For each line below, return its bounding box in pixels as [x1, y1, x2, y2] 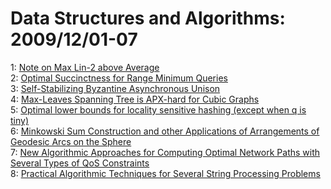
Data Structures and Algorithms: [10, 7, 286, 30]
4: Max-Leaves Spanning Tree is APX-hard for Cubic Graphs [10, 93, 260, 105]
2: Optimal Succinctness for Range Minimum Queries [10, 72, 228, 84]
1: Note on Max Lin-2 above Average [10, 61, 160, 73]
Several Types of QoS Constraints [10, 157, 150, 169]
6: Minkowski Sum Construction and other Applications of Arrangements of [10, 125, 320, 137]
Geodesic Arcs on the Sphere [10, 135, 132, 147]
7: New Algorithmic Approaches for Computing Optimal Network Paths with [10, 146, 321, 158]
